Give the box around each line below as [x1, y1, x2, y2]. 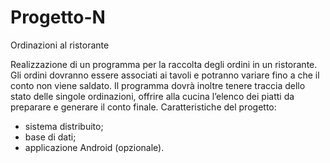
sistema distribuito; [24, 120, 104, 132]
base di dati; [24, 131, 77, 143]
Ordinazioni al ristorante [10, 39, 110, 51]
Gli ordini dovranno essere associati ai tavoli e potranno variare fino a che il [10, 69, 320, 81]
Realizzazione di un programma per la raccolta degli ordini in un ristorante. [10, 58, 318, 70]
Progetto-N [10, 6, 106, 29]
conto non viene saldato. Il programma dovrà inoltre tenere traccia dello [10, 79, 306, 91]
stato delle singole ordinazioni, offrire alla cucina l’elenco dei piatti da [10, 90, 295, 102]
